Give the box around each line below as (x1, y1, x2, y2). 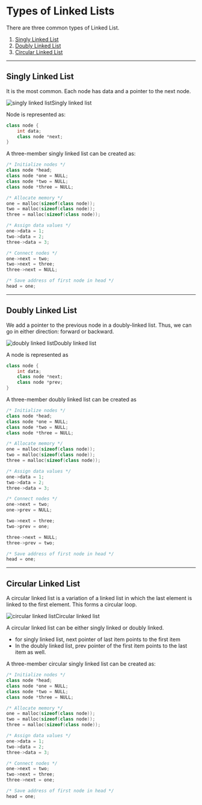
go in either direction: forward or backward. (6, 327, 114, 335)
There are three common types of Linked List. (6, 24, 120, 31)
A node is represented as (6, 351, 69, 358)
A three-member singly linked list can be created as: (6, 150, 136, 157)
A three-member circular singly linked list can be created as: (6, 660, 156, 667)
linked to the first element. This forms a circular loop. (6, 601, 137, 608)
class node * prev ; (17, 380, 63, 386)
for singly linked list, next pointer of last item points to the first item (14, 636, 180, 643)
